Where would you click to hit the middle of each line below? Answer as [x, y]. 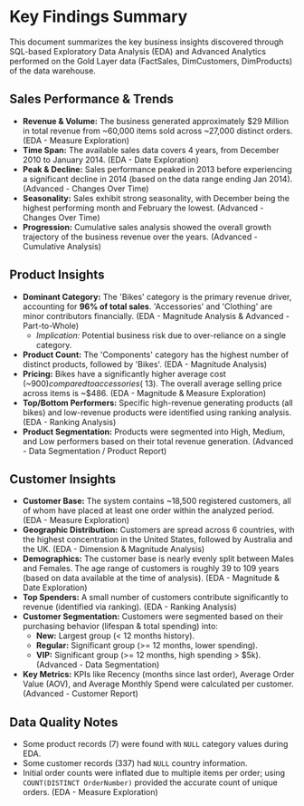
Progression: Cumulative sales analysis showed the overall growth [147, 227]
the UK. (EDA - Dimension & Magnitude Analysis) [114, 549]
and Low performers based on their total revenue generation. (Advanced [158, 441]
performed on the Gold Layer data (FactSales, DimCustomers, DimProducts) [151, 61]
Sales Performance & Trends [92, 99]
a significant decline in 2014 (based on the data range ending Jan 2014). [157, 179]
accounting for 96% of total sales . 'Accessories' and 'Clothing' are [147, 306]
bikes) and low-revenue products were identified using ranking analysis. [157, 412]
